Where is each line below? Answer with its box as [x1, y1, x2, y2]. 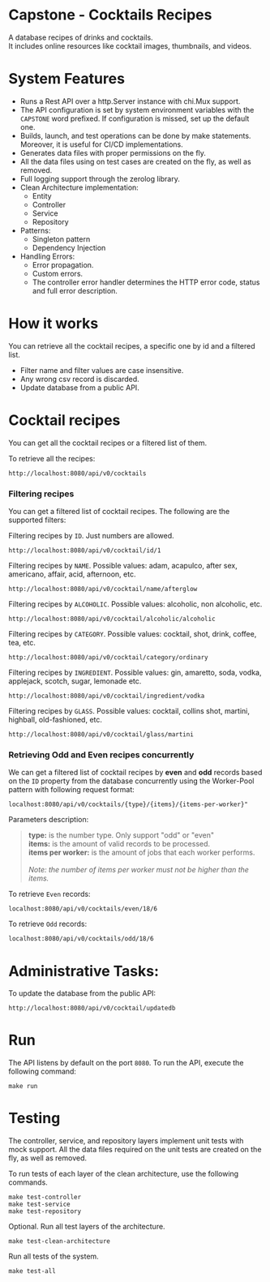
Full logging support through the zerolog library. [19, 174, 180, 183]
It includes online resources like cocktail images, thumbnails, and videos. [8, 41, 252, 50]
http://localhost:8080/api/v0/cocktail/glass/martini [8, 731, 195, 739]
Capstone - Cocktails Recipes [8, 6, 212, 24]
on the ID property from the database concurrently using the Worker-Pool [8, 776, 255, 786]
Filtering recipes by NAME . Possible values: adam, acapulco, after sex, [8, 561, 238, 571]
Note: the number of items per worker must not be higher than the [28, 865, 250, 875]
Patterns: [19, 225, 51, 235]
